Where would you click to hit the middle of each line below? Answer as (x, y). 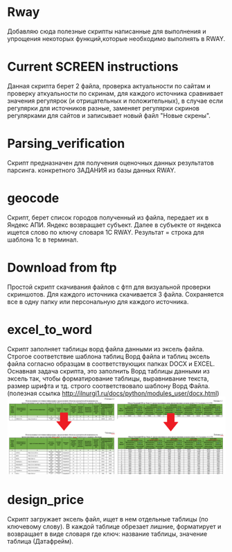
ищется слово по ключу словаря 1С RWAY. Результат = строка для (106, 232)
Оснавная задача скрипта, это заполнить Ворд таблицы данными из (108, 371)
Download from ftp (62, 267)
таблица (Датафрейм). (41, 541)
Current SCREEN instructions (93, 67)
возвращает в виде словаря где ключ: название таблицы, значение (107, 534)
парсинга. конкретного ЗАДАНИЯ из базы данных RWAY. (92, 170)
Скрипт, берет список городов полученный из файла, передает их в (108, 217)
